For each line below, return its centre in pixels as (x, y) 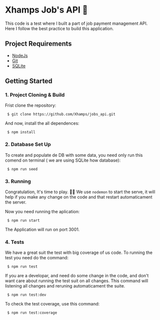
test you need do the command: (37, 258)
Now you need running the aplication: (42, 212)
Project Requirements (38, 44)
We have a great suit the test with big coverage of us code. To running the (79, 253)
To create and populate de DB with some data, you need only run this (74, 155)
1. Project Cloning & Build (35, 95)
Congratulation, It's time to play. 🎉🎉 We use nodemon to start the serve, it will (80, 192)
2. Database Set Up (28, 144)
